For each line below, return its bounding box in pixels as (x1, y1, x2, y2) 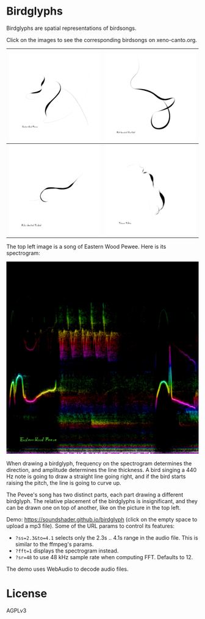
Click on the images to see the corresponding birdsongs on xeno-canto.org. (6, 36, 197, 43)
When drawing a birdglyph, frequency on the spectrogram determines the (6, 460, 192, 467)
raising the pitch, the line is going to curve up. (6, 479, 121, 487)
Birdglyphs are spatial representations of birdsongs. (6, 24, 137, 32)
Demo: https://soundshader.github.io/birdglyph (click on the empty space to (6, 516, 198, 523)
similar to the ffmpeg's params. (15, 541, 94, 548)
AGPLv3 (6, 607, 27, 614)
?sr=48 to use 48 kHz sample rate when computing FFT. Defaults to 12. (15, 554, 193, 561)
